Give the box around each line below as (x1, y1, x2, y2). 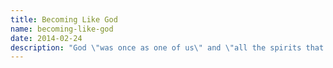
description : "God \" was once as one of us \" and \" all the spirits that (10, 42, 325, 53)
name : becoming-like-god (10, 24, 114, 34)
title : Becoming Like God (10, 14, 118, 25)
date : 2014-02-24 (10, 33, 83, 43)
